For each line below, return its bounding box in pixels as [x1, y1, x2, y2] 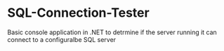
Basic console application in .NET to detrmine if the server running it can [7, 28, 218, 36]
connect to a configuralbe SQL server [7, 35, 117, 43]
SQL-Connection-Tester [7, 5, 150, 21]
